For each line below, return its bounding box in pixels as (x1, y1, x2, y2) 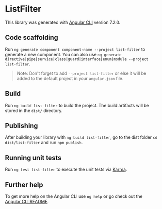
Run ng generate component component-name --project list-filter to (5, 46, 146, 52)
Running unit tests (5, 154, 62, 162)
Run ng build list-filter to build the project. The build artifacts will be (5, 102, 149, 108)
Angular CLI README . (5, 199, 49, 204)
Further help (5, 180, 44, 189)
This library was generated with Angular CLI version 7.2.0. (5, 19, 120, 25)
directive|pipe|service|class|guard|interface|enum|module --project (5, 57, 149, 62)
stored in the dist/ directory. (5, 108, 63, 113)
